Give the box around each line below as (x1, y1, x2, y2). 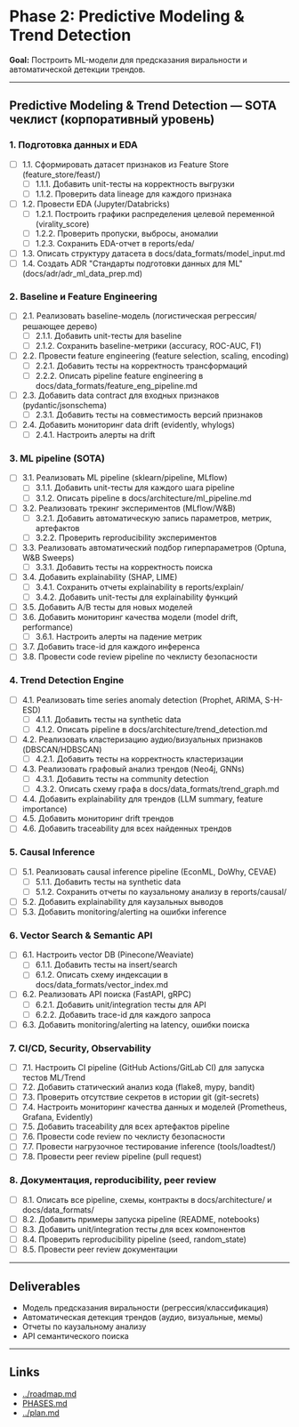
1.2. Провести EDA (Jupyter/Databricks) (21, 198, 171, 209)
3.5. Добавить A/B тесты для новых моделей (21, 602, 193, 613)
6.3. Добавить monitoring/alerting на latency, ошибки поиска (21, 1019, 250, 1029)
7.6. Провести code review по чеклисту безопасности (21, 1132, 225, 1142)
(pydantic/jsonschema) (21, 399, 108, 410)
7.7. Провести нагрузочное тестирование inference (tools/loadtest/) (21, 1141, 277, 1152)
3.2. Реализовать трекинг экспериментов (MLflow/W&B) (21, 503, 236, 513)
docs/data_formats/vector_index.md (35, 980, 169, 990)
